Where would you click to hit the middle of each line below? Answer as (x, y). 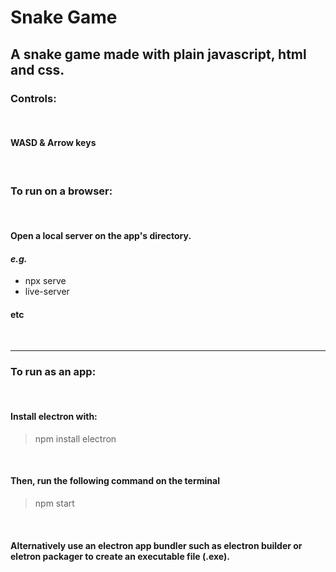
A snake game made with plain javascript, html (158, 54)
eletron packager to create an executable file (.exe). (120, 556)
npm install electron (75, 438)
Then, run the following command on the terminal (115, 481)
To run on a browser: (61, 191)
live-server (47, 292)
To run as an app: (53, 372)
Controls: (33, 98)
